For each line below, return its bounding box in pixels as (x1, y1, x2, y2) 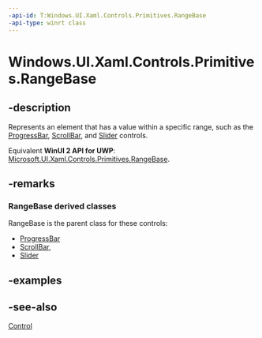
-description (8, 101, 71, 115)
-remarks (8, 177, 55, 190)
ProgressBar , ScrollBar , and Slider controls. (8, 130, 148, 140)
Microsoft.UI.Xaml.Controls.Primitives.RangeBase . (8, 154, 170, 163)
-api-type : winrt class (8, 19, 87, 27)
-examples (8, 273, 62, 287)
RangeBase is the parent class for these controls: (8, 219, 168, 228)
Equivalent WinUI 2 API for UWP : (8, 145, 116, 155)
